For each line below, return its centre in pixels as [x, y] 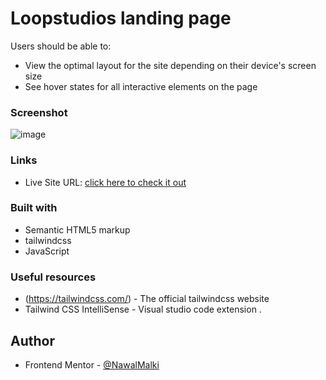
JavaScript [47, 251]
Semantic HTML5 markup [77, 229]
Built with [34, 208]
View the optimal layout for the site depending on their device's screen [170, 65]
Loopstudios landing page [121, 18]
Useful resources [53, 277]
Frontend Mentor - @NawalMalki [92, 364]
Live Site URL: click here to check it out [105, 182]
